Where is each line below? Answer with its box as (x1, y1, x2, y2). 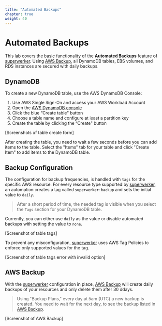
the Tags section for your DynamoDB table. (16, 206, 102, 212)
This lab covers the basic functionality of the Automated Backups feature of (5, 53, 158, 59)
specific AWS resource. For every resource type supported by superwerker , (5, 181, 156, 187)
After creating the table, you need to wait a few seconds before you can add (5, 139, 157, 145)
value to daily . (5, 192, 35, 197)
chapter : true (5, 12, 34, 16)
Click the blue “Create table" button (12, 110, 83, 116)
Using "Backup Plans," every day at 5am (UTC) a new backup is (16, 295, 144, 301)
